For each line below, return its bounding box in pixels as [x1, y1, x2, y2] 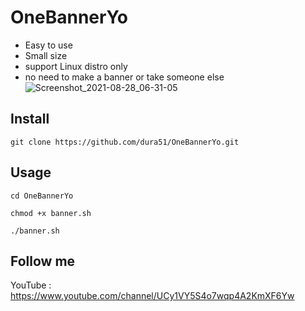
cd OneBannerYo [10, 191, 74, 201]
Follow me [10, 252, 76, 270]
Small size [24, 49, 68, 61]
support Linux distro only [24, 60, 128, 72]
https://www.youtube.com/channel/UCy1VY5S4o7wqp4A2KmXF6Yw [10, 290, 295, 302]
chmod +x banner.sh [10, 208, 92, 218]
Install [10, 111, 50, 128]
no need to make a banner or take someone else [24, 71, 225, 83]
